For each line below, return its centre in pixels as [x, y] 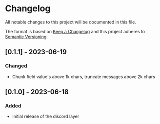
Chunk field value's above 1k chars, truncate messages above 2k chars [83, 77]
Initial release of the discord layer [46, 116]
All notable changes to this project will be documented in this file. [71, 22]
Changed [16, 66]
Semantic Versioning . [26, 37]
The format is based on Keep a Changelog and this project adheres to [75, 31]
